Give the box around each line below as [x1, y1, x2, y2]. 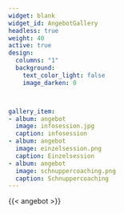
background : [15, 64, 56, 72]
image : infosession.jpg [15, 122, 94, 131]
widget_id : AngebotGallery [8, 19, 98, 27]
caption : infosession [15, 130, 88, 138]
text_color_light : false [22, 71, 106, 79]
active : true [8, 42, 52, 50]
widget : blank [8, 11, 56, 20]
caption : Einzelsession [15, 151, 94, 160]
